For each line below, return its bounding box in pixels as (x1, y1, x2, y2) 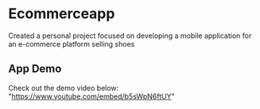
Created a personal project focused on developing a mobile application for (8, 31, 252, 40)
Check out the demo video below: (8, 83, 119, 92)
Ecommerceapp (8, 5, 115, 23)
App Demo (8, 62, 62, 76)
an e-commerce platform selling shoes (8, 39, 135, 48)
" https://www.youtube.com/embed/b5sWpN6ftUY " (8, 92, 175, 101)
